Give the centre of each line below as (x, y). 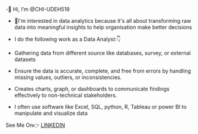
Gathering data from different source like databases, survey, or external (102, 53)
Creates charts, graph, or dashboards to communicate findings (92, 89)
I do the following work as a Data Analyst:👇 (67, 39)
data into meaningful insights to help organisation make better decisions (103, 27)
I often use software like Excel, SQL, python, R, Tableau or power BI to (100, 107)
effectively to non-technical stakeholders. (66, 95)
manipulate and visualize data (51, 113)
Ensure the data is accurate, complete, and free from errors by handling (103, 71)
